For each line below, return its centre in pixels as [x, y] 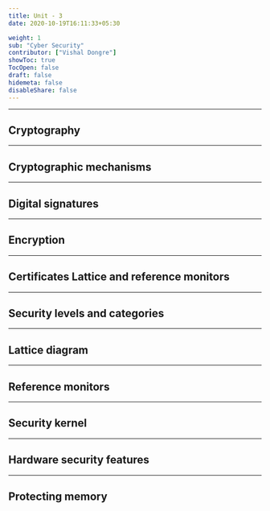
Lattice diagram [48, 350]
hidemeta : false [35, 82]
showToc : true [32, 60]
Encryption [37, 240]
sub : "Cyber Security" [46, 45]
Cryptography [44, 130]
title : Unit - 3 [35, 16]
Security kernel [47, 423]
